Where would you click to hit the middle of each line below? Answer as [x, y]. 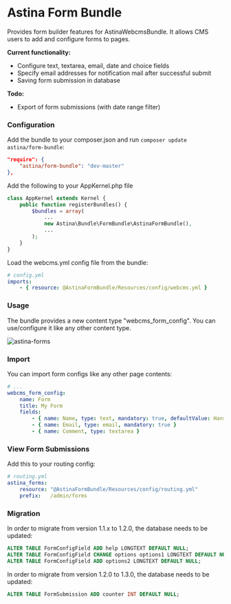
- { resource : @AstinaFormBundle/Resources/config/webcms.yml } [113, 288]
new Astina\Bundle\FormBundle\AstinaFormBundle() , [118, 224]
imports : [20, 281]
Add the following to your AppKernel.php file [70, 185]
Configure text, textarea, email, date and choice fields [93, 65]
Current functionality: [39, 52]
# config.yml [26, 275]
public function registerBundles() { [74, 204]
